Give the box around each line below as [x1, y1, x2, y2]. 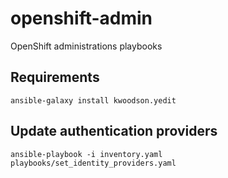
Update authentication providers [10, 123, 218, 140]
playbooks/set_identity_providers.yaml [10, 158, 177, 168]
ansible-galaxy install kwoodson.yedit [10, 95, 177, 106]
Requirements [10, 69, 100, 86]
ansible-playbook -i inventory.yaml [10, 149, 163, 159]
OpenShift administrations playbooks [10, 40, 163, 52]
